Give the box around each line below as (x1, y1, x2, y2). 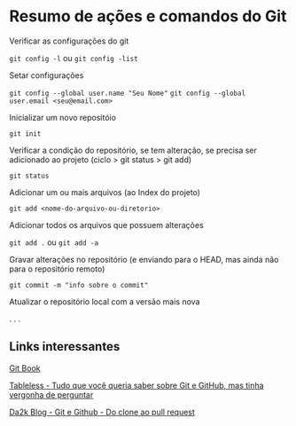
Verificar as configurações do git (9, 35, 129, 46)
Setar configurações (9, 69, 84, 81)
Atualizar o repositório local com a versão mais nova (9, 296, 200, 307)
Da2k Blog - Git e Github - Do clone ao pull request (9, 406, 195, 417)
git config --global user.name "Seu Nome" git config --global (9, 89, 246, 98)
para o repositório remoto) (9, 264, 105, 274)
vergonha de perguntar (9, 389, 94, 400)
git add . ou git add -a (9, 237, 99, 248)
